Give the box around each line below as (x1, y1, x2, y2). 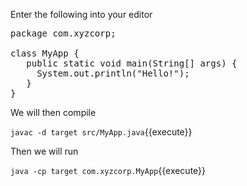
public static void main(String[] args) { (26, 58, 238, 69)
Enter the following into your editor (10, 9, 153, 20)
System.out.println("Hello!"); (36, 68, 190, 79)
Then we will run (10, 145, 79, 157)
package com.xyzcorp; (10, 28, 117, 39)
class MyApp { (10, 48, 80, 59)
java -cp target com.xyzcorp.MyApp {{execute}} (10, 165, 207, 176)
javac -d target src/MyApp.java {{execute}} (10, 126, 193, 138)
